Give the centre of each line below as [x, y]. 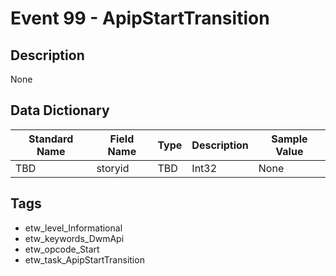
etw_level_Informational [73, 228]
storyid [113, 168]
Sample [289, 139]
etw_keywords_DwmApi [74, 238]
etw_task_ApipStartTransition [84, 259]
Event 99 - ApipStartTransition [140, 18]
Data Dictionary [60, 110]
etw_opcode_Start [62, 249]
